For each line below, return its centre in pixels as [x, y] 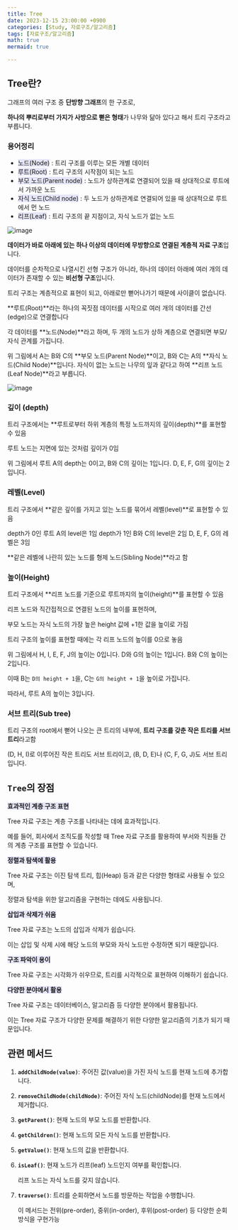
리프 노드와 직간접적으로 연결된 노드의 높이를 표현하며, [82, 609]
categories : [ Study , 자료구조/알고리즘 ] [62, 27]
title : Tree [25, 14]
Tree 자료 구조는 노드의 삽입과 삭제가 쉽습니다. [72, 930]
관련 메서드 [30, 1054]
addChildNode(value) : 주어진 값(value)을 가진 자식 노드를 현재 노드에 [114, 1072]
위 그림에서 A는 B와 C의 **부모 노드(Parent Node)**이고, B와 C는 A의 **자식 [114, 356]
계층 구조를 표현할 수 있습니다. [56, 845]
